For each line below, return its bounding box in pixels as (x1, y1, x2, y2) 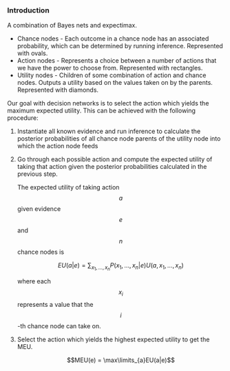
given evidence (17, 205, 61, 213)
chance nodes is (17, 248, 64, 257)
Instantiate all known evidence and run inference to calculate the (17, 127, 201, 136)
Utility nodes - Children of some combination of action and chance (17, 71, 207, 79)
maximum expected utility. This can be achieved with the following (7, 106, 196, 115)
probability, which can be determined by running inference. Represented (17, 42, 224, 50)
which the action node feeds (17, 142, 98, 150)
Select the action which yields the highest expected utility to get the (17, 335, 210, 343)
